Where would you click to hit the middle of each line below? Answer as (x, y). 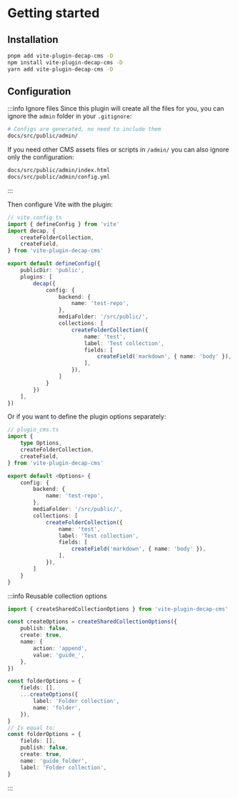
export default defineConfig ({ (54, 264)
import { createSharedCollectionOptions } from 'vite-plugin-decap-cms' (118, 609)
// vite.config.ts (35, 217)
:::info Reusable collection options (57, 596)
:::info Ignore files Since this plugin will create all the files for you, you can (116, 109)
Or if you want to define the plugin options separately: (87, 417)
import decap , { (31, 231)
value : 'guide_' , (59, 655)
